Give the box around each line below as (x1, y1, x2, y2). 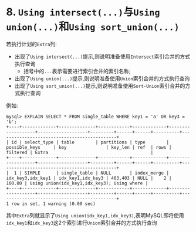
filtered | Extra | (6, 149, 154, 155)
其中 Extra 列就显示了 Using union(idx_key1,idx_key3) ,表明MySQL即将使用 (6, 211, 184, 219)
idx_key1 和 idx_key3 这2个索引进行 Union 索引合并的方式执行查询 (6, 219, 157, 226)
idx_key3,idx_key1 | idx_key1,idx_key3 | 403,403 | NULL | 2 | (6, 175, 172, 181)
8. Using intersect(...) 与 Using (6, 5, 160, 19)
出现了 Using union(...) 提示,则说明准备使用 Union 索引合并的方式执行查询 (14, 74, 190, 82)
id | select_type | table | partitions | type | (11, 139, 169, 145)
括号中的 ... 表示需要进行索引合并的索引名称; (23, 67, 131, 74)
